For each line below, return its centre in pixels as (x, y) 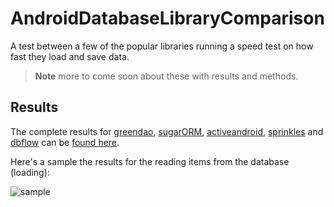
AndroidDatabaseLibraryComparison (167, 18)
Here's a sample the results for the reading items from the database (150, 161)
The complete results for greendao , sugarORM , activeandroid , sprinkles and (167, 131)
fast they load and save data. (70, 56)
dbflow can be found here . (65, 142)
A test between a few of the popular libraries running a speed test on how (162, 46)
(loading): (30, 172)
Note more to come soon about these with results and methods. (166, 76)
